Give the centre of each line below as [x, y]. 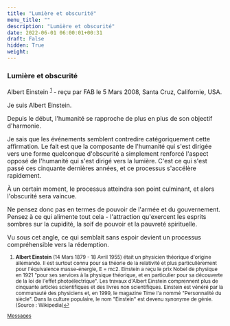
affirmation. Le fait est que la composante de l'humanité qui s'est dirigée [110, 146]
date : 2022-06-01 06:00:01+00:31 [55, 33]
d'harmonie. [24, 126]
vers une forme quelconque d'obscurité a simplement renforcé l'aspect [108, 153]
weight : [18, 52]
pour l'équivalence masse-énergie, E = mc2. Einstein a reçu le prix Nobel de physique [116, 269]
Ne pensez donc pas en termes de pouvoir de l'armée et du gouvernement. [114, 209]
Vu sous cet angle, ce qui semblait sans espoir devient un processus [104, 237]
